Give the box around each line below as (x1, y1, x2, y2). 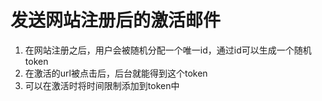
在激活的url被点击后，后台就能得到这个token (24, 67, 208, 79)
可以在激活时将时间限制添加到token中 (24, 79, 180, 91)
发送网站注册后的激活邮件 (10, 9, 222, 32)
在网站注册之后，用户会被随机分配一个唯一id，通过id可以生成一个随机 (24, 44, 312, 56)
